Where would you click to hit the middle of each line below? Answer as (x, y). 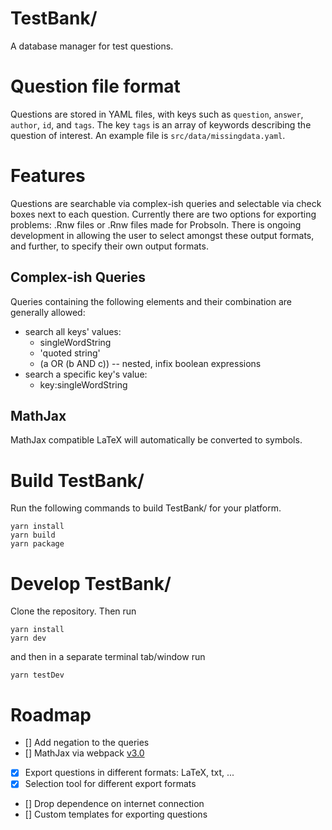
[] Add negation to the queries (87, 743)
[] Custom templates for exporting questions (116, 814)
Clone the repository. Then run (73, 611)
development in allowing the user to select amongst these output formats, (162, 235)
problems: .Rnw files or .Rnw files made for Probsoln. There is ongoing (156, 224)
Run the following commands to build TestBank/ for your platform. (146, 508)
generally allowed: (48, 312)
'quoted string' (70, 353)
